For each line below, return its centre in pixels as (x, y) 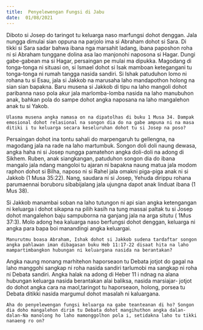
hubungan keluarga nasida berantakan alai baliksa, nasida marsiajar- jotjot (99, 281)
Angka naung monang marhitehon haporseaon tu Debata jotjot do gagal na (100, 261)
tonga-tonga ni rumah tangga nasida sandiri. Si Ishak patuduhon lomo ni (97, 74)
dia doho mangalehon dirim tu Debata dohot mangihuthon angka (87, 310)
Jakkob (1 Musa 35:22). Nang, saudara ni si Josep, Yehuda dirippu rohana (99, 177)
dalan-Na (17, 315)
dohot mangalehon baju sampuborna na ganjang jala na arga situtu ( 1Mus (99, 215)
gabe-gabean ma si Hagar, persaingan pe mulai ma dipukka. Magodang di (99, 61)
